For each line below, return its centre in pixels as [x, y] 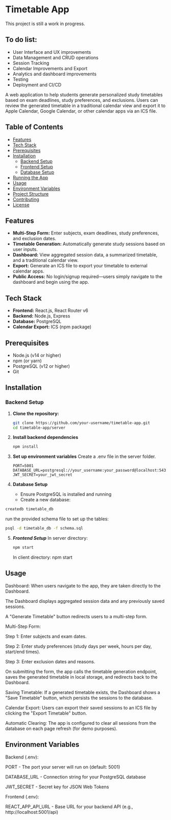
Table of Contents [34, 127]
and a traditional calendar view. [45, 260]
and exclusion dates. [34, 239]
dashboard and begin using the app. [51, 282]
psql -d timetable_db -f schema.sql [44, 529]
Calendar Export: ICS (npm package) [52, 327]
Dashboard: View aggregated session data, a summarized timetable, [85, 255]
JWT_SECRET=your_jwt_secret [42, 475]
